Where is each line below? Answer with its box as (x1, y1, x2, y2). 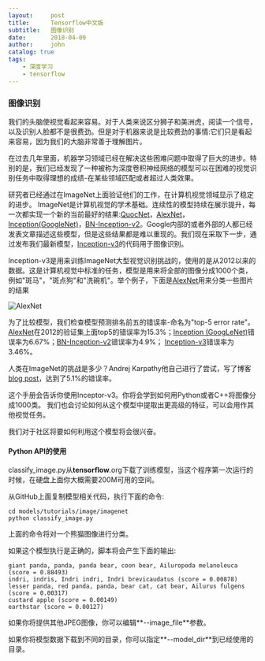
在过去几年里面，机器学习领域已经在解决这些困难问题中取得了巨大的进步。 (8, 153, 250, 162)
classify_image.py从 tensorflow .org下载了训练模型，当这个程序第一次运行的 (8, 466, 254, 475)
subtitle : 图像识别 (8, 26, 75, 34)
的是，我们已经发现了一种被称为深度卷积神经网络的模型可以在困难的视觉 (14, 163, 250, 173)
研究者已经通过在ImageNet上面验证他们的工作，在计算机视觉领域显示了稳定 (8, 190, 254, 199)
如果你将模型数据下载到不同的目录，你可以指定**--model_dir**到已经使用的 (8, 635, 254, 644)
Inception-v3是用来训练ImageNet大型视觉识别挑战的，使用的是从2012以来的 (8, 255, 256, 265)
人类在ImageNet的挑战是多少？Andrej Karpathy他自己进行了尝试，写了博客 (8, 363, 252, 373)
